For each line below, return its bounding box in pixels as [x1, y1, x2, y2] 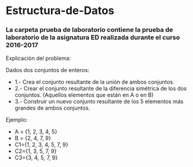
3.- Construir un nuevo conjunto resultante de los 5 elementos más [14, 98, 184, 105]
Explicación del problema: [6, 54, 71, 62]
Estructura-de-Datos [6, 4, 115, 18]
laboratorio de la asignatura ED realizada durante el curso [6, 33, 180, 42]
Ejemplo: [6, 116, 28, 124]
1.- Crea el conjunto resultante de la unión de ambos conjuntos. [14, 78, 175, 86]
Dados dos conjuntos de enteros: [6, 67, 89, 74]
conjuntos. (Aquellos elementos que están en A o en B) [14, 91, 154, 98]
